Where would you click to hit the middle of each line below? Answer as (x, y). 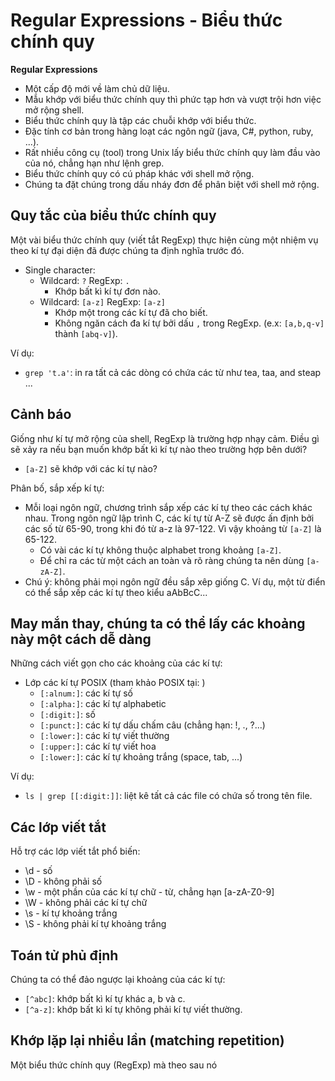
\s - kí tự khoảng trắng (71, 913)
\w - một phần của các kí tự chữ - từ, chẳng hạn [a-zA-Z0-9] (149, 892)
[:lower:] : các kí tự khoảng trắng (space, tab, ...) (141, 757)
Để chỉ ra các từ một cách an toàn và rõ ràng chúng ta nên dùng (172, 560)
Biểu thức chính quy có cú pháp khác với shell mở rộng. (139, 173)
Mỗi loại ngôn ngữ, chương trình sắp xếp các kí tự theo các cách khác (168, 507)
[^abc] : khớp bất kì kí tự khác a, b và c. (105, 998)
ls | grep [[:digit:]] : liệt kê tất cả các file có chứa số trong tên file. (168, 796)
